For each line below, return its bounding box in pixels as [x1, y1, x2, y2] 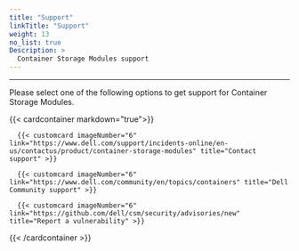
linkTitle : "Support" [9, 21, 90, 30]
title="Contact [199, 147, 256, 156]
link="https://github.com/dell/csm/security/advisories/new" [9, 209, 241, 218]
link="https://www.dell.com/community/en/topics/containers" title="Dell [9, 178, 289, 187]
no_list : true [9, 37, 62, 47]
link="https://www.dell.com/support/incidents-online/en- [9, 139, 229, 148]
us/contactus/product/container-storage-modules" [9, 147, 198, 156]
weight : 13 [9, 29, 50, 38]
